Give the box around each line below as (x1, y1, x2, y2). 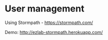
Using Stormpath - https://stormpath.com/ (5, 19, 93, 25)
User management (5, 3, 85, 14)
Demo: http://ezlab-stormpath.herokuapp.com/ (5, 29, 103, 35)
